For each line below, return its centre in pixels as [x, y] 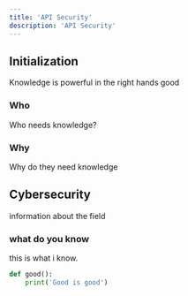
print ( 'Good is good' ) [67, 282]
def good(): [31, 275]
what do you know [49, 239]
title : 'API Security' [51, 17]
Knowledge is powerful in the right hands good [94, 83]
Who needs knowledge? [53, 125]
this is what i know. [44, 258]
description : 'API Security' [63, 26]
